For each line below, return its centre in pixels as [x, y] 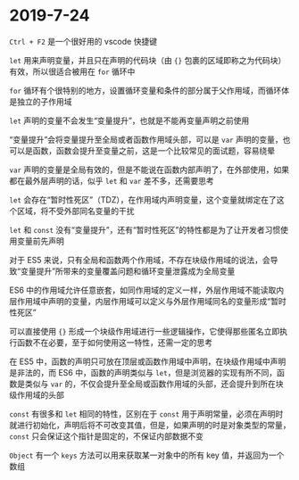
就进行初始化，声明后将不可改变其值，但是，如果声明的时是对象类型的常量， [150, 425]
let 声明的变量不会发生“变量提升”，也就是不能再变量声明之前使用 [129, 120]
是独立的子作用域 [41, 101]
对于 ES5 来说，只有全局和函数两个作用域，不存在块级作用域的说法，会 [140, 260]
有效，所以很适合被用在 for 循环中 [72, 71]
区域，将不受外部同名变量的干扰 [75, 211]
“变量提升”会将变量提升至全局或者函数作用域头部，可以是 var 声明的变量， [146, 139]
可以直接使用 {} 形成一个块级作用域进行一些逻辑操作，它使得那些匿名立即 [145, 331]
